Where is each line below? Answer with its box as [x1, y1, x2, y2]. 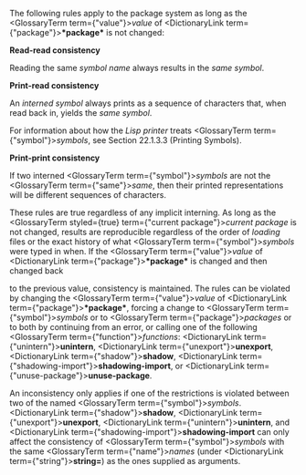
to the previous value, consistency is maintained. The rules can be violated [9, 283, 290, 294]
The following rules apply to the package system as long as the [9, 8, 248, 18]
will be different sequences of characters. [9, 190, 167, 200]
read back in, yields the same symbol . [9, 108, 153, 118]
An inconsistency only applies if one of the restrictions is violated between [9, 387, 290, 398]
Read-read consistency [9, 45, 100, 56]
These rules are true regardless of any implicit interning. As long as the [9, 207, 277, 218]
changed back [9, 265, 64, 276]
